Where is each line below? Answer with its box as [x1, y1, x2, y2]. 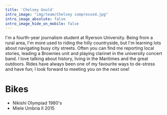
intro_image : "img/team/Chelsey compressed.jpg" [5, 12, 108, 17]
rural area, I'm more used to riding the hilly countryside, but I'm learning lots [5, 40, 161, 46]
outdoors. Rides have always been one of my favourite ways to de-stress [5, 61, 156, 67]
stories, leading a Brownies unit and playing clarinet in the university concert [5, 51, 163, 57]
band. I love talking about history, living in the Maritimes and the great [5, 56, 149, 62]
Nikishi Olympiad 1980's [12, 100, 62, 106]
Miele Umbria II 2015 [12, 105, 55, 112]
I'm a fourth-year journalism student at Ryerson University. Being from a [5, 35, 153, 41]
